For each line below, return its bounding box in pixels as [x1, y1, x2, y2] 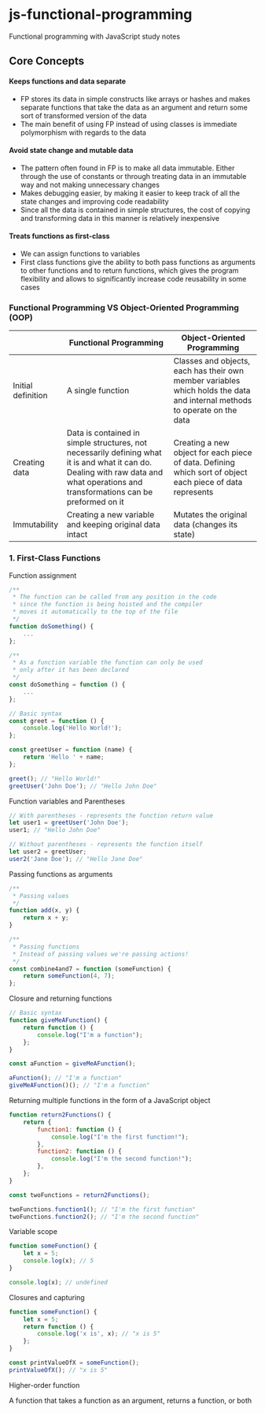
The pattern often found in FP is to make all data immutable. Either [20, 163, 235, 173]
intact [66, 529, 88, 540]
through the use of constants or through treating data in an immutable [20, 171, 247, 181]
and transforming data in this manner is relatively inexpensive [20, 213, 219, 222]
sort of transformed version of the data [20, 110, 147, 120]
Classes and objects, [173, 356, 251, 367]
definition [13, 390, 48, 401]
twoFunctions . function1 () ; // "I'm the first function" [9, 1205, 196, 1214]
